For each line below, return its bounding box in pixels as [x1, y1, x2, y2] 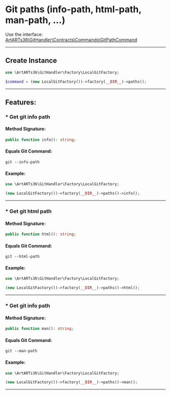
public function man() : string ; [5, 326, 74, 331]
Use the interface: [5, 31, 43, 37]
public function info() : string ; [5, 137, 76, 142]
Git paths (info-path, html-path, [5, 4, 141, 15]
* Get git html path [5, 208, 52, 215]
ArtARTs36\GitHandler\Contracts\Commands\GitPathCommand [5, 37, 137, 43]
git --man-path [5, 349, 38, 354]
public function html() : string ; [5, 232, 76, 237]
